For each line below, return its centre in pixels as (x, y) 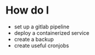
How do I (27, 10)
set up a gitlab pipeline (42, 27)
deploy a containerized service (52, 33)
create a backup (34, 39)
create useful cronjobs (41, 46)
